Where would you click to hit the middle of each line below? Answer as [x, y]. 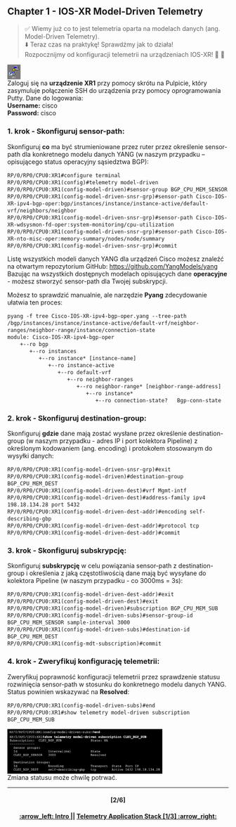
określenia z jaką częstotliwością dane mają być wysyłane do [118, 573]
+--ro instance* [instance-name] [87, 358]
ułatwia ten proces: [35, 302]
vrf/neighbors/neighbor [42, 210]
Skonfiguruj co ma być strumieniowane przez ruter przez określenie [105, 146]
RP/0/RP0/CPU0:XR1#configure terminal [64, 175]
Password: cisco [32, 113]
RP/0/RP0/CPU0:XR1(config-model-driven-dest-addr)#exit [91, 595]
